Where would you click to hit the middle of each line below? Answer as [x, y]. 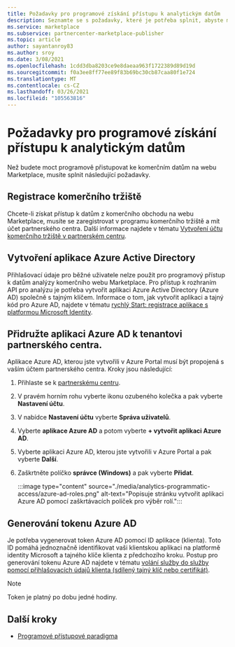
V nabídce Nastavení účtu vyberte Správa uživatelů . [94, 417]
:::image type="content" [52, 487]
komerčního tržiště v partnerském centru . [67, 236]
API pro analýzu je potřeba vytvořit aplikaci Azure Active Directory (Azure [113, 290]
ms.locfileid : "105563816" [47, 99]
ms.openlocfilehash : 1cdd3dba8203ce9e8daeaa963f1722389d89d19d [101, 66]
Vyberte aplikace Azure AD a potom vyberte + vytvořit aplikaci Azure [119, 431]
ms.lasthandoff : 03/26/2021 [48, 92]
